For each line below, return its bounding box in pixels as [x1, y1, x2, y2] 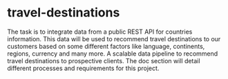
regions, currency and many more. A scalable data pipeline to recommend [7, 49, 218, 58]
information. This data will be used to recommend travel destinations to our [7, 34, 221, 43]
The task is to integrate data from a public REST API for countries [7, 27, 193, 36]
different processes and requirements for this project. [7, 64, 160, 72]
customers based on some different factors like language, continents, [7, 42, 205, 50]
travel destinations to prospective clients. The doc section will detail [7, 56, 200, 65]
